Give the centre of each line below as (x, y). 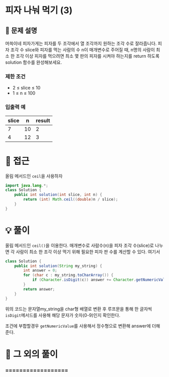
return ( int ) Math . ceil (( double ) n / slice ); (71, 200)
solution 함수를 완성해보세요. (33, 62)
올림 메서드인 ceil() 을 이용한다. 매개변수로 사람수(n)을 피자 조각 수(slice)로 (80, 245)
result (43, 120)
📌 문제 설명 (21, 30)
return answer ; (39, 289)
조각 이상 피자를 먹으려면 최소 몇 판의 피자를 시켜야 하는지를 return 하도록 (88, 56)
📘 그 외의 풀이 (32, 354)
